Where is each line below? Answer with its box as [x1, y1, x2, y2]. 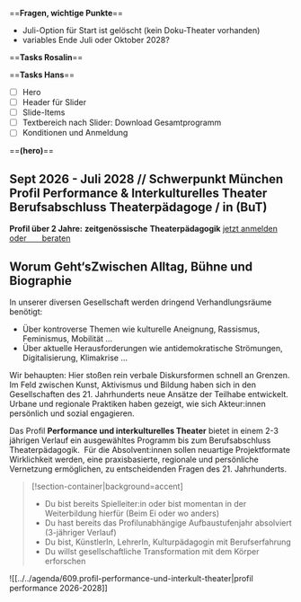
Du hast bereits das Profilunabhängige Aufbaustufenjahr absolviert [44, 517, 292, 528]
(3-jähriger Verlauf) [44, 527, 117, 537]
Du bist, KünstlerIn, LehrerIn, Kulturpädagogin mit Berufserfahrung [44, 536, 292, 547]
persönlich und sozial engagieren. [9, 408, 135, 419]
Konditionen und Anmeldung [22, 128, 128, 138]
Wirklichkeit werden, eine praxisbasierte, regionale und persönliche [9, 454, 259, 465]
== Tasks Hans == [9, 69, 75, 80]
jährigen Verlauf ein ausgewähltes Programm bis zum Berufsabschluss [9, 435, 271, 446]
